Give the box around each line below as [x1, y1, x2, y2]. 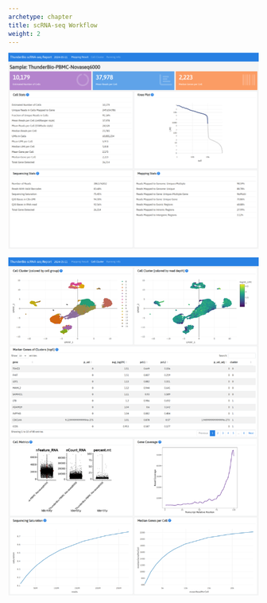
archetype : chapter [8, 13, 73, 21]
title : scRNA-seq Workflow [8, 21, 98, 29]
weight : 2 [8, 29, 41, 37]
